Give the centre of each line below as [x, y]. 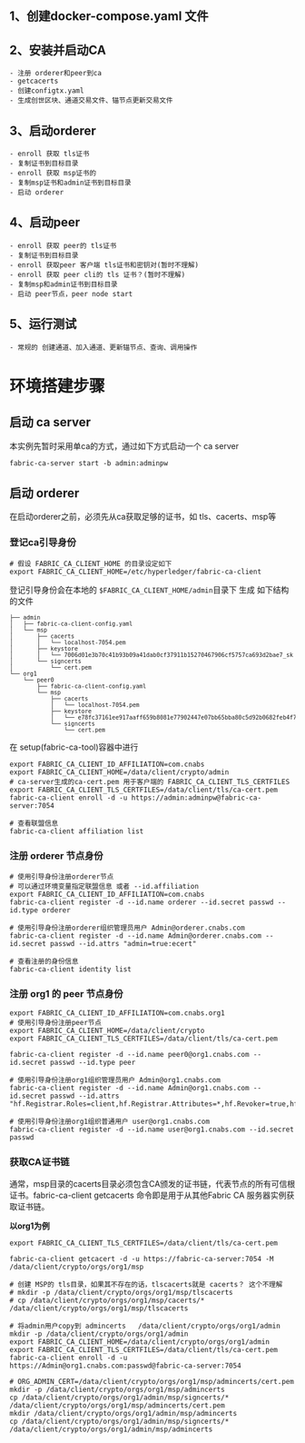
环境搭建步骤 [58, 386]
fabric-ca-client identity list [70, 970]
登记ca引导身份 [43, 542]
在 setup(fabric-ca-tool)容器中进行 [74, 747]
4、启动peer [45, 222]
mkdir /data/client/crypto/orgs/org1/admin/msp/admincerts [123, 1413]
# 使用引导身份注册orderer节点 [62, 877]
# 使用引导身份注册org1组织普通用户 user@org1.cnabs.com [110, 1122]
